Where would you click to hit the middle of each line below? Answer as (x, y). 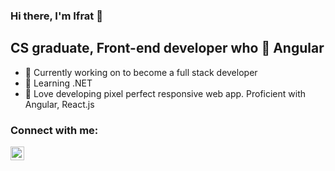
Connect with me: (54, 130)
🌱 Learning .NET (58, 83)
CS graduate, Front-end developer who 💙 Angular (167, 48)
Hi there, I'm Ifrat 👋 (56, 16)
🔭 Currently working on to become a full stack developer (141, 72)
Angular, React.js (59, 104)
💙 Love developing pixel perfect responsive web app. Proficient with (165, 93)
